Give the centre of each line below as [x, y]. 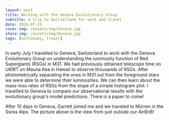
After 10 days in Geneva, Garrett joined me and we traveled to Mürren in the [84, 106]
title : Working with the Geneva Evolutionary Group [61, 15]
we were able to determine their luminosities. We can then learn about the [83, 80]
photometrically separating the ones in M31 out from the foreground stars [82, 75]
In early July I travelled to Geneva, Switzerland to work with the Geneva [80, 53]
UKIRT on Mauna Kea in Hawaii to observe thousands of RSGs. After [77, 69]
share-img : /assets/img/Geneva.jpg [43, 34]
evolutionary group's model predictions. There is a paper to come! [75, 96]
